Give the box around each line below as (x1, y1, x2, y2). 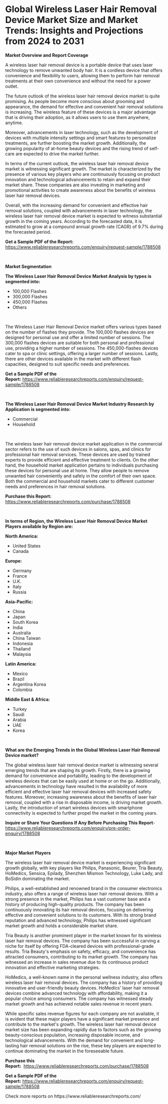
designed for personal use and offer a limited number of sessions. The (5, 334, 151, 340)
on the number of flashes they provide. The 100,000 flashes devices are (5, 329, 154, 335)
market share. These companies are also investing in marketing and (5, 182, 145, 188)
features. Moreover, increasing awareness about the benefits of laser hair (5, 794, 157, 800)
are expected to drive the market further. (16, 151, 100, 157)
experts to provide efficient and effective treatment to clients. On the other (5, 457, 159, 463)
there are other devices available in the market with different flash (5, 356, 141, 362)
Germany (12, 568, 32, 574)
